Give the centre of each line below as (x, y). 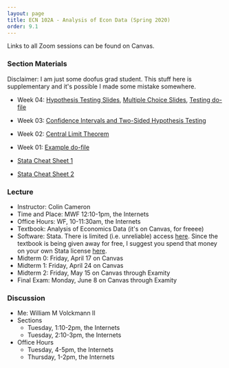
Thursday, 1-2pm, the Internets (71, 357)
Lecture (20, 192)
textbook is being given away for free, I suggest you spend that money (117, 243)
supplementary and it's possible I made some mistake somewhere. (101, 86)
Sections (30, 320)
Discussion (26, 298)
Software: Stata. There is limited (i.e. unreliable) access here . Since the (118, 236)
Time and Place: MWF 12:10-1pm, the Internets (83, 214)
